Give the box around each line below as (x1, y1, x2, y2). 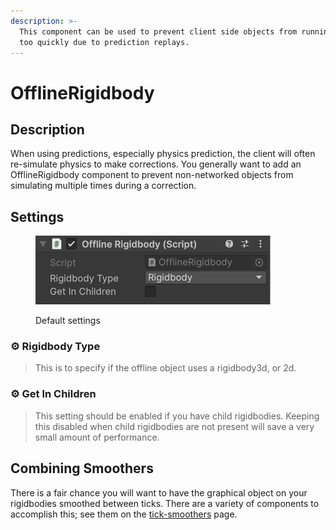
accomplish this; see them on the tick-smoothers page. (10, 508, 238, 520)
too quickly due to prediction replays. (19, 37, 190, 47)
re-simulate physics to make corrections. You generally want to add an (10, 158, 302, 170)
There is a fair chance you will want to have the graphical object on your (10, 486, 308, 499)
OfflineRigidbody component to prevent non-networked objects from (10, 169, 294, 181)
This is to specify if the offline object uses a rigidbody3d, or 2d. (34, 362, 297, 374)
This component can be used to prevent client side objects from (19, 26, 298, 37)
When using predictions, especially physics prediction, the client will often (10, 148, 316, 160)
